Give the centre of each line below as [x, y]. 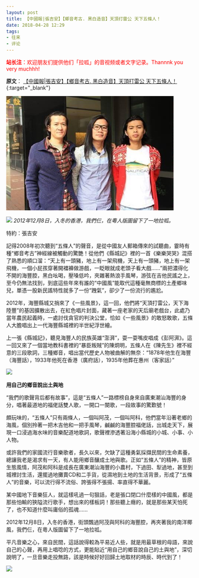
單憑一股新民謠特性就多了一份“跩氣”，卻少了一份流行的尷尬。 [92, 290]
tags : [13, 31]
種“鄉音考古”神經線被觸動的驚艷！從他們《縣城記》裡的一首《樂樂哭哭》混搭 [99, 253]
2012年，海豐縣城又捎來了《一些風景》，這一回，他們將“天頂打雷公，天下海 [97, 303]
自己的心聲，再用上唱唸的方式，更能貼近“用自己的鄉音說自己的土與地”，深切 [99, 550]
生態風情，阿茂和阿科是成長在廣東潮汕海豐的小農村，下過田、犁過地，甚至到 [99, 467]
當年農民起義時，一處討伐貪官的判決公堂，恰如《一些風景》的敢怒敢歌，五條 [99, 318]
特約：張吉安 [22, 233]
